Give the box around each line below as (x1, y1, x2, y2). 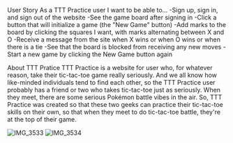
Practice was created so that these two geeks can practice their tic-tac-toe (7, 101, 223, 108)
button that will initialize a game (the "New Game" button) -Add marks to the (7, 21, 227, 28)
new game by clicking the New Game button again (27, 50, 173, 58)
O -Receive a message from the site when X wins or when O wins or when (7, 35, 221, 44)
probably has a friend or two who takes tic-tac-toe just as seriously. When (7, 86, 221, 94)
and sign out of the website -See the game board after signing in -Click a (7, 13, 217, 22)
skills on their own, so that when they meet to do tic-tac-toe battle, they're (7, 108, 221, 116)
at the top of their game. (7, 115, 77, 124)
